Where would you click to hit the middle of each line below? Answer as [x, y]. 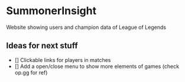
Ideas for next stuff [42, 46]
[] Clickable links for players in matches [63, 60]
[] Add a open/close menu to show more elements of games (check [97, 66]
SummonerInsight [51, 11]
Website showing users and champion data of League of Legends [86, 27]
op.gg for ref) [31, 73]
